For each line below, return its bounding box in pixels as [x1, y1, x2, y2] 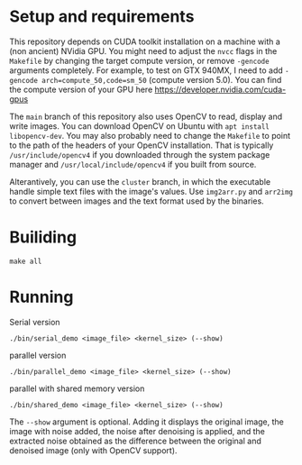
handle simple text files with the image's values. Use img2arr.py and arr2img [9, 186, 294, 196]
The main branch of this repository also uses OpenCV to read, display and [9, 111, 283, 122]
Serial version [9, 316, 60, 327]
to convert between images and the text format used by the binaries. [9, 196, 264, 206]
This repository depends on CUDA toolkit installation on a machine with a [9, 36, 281, 47]
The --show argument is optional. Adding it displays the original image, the [9, 416, 284, 427]
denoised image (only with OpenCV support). [9, 444, 178, 456]
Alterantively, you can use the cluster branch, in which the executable [9, 176, 271, 187]
